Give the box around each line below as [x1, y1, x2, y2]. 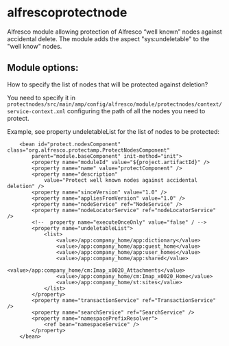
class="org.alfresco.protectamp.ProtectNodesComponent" [7, 146, 170, 154]
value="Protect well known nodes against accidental [43, 176, 197, 183]
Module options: [7, 62, 79, 73]
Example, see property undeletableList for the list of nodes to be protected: [7, 127, 220, 135]
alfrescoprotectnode [7, 5, 128, 21]
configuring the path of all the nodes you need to [67, 106, 206, 115]
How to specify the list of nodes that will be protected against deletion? [7, 80, 208, 89]
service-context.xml [7, 108, 67, 115]
